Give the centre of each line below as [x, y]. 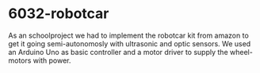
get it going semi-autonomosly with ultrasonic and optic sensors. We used [130, 43]
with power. [52, 60]
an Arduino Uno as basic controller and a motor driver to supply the [118, 52]
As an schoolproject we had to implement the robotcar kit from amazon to [129, 35]
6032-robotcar [59, 14]
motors [20, 60]
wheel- [241, 52]
